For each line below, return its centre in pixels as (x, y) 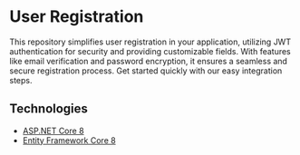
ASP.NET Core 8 (53, 131)
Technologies (49, 109)
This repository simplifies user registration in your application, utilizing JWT (150, 42)
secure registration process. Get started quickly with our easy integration (146, 71)
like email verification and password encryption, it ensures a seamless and (149, 61)
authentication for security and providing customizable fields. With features (150, 51)
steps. (21, 80)
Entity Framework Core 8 (69, 140)
